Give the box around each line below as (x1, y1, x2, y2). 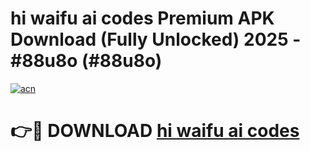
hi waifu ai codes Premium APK (10, 7, 275, 30)
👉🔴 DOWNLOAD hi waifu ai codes (10, 120, 300, 142)
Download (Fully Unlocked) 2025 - (10, 28, 302, 51)
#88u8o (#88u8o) (10, 50, 163, 72)
